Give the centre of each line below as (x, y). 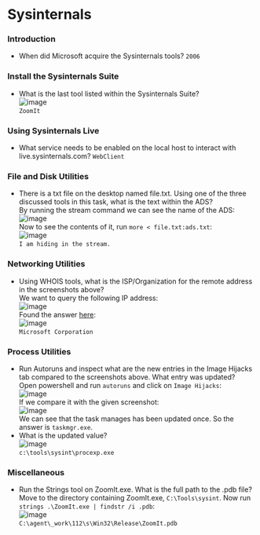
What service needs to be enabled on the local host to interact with (127, 148)
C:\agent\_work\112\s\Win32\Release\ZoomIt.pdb (98, 524)
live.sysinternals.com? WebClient (71, 156)
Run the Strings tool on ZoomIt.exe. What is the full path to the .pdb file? (135, 489)
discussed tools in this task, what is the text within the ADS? (116, 202)
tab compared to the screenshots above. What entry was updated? (127, 377)
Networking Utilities (46, 264)
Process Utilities (39, 351)
